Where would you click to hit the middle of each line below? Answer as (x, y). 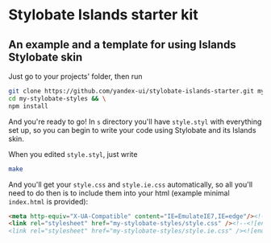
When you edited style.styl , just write (73, 154)
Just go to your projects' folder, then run (75, 76)
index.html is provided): (48, 201)
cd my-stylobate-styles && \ (57, 98)
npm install (28, 106)
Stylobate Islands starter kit (104, 15)
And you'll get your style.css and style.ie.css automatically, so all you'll (130, 184)
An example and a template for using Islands (122, 45)
